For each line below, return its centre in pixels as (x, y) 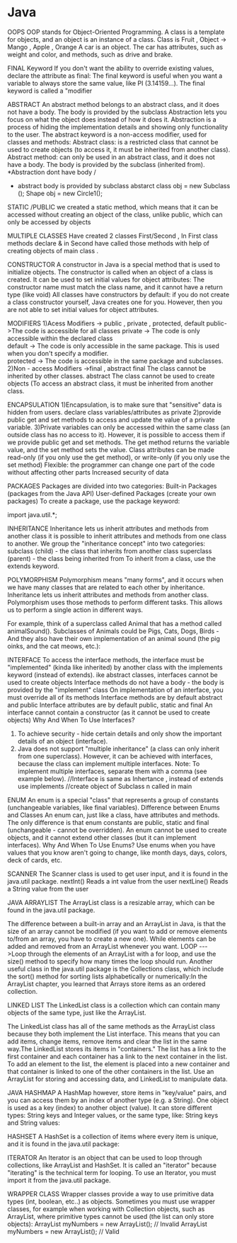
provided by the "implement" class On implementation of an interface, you (116, 690)
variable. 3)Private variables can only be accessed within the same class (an (119, 427)
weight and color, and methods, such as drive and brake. (90, 54)
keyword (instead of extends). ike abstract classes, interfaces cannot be (112, 675)
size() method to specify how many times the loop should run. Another (110, 961)
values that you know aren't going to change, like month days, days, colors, (117, 852)
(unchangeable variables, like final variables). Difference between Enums (114, 807)
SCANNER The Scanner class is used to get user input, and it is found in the (118, 874)
